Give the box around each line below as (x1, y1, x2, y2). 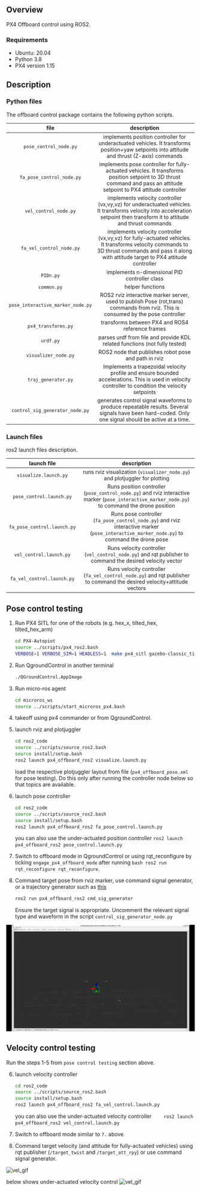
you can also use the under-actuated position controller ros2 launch (14, 835, 183, 842)
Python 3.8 (14, 56, 42, 63)
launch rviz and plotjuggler (14, 726, 81, 733)
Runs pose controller (111, 510, 163, 518)
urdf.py (41, 338, 60, 344)
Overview (6, 5, 44, 15)
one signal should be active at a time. (99, 416, 190, 423)
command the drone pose (105, 536, 169, 543)
